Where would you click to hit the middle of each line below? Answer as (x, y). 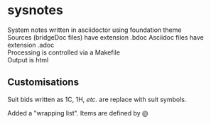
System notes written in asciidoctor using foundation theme (94, 30)
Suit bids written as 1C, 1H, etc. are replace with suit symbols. (97, 99)
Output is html (28, 60)
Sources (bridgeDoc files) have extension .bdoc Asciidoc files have (106, 37)
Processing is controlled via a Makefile (64, 52)
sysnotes (36, 10)
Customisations (43, 83)
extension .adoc (31, 45)
